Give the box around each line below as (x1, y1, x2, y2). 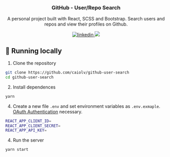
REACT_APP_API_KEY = (5, 128, 47, 133)
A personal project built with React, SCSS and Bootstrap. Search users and (7, 16, 165, 22)
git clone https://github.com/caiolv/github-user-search (5, 70, 130, 75)
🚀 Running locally (5, 47, 62, 55)
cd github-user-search (5, 75, 54, 80)
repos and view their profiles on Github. (44, 21, 128, 27)
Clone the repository (12, 60, 56, 66)
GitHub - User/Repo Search (51, 4, 121, 11)
